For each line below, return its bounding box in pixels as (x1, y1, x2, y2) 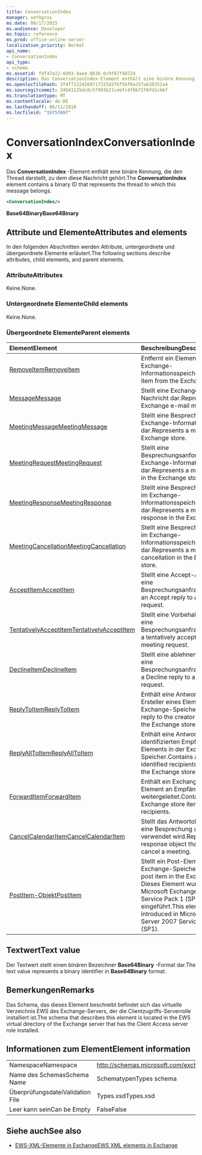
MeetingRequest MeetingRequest (9, 458, 102, 467)
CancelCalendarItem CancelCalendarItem (9, 832, 125, 840)
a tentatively (141, 633, 176, 641)
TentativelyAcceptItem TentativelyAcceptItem (9, 625, 135, 633)
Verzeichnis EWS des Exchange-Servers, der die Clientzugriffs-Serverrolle (6, 1007, 191, 1014)
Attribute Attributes (6, 271, 63, 279)
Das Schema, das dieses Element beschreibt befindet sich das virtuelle (6, 1001, 182, 1008)
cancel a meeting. (141, 847, 191, 855)
